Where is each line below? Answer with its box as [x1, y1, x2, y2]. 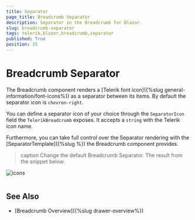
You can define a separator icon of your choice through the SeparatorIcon [6, 110, 184, 117]
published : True [6, 36, 46, 42]
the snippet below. [20, 158, 66, 165]
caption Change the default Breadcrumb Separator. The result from [20, 151, 183, 159]
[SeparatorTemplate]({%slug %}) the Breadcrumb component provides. [6, 140, 179, 147]
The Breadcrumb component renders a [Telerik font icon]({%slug [6, 86, 163, 93]
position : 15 [6, 42, 38, 48]
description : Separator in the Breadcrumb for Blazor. [6, 19, 143, 25]
